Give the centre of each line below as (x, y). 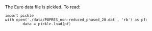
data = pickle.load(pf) (47, 24)
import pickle (20, 16)
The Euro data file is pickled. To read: (43, 7)
